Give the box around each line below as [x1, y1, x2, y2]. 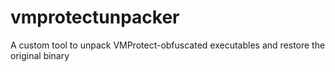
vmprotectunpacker [10, 6, 180, 29]
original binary [10, 49, 70, 61]
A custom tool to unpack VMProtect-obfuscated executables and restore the [10, 39, 326, 51]
